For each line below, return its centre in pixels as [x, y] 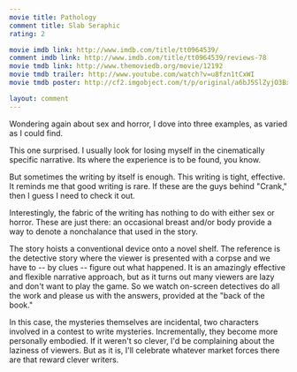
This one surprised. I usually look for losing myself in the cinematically [137, 150]
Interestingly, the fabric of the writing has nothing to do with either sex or [142, 212]
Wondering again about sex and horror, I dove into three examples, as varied [148, 124]
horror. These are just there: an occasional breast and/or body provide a [141, 222]
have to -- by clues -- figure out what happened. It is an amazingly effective [147, 267]
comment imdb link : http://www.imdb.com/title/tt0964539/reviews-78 [138, 58]
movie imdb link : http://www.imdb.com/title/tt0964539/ [114, 49]
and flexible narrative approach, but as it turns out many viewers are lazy [142, 277]
